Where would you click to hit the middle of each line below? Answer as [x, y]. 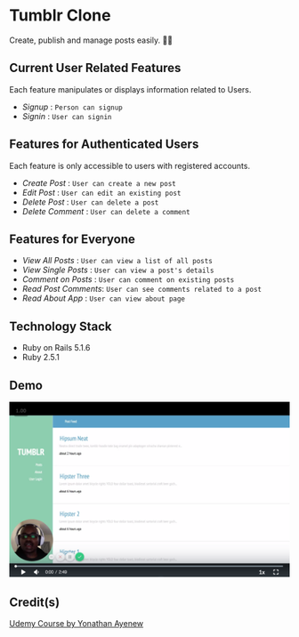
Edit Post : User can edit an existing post [101, 192]
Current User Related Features [95, 68]
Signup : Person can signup [72, 107]
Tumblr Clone [60, 16]
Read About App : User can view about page [103, 298]
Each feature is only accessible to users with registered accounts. [130, 165]
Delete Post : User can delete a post [90, 202]
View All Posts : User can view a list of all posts [117, 261]
